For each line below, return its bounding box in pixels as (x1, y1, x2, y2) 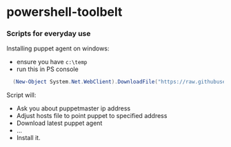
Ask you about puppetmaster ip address (16, 104, 131, 112)
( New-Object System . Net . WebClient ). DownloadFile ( (12, 79, 158, 86)
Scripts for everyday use (6, 29, 91, 39)
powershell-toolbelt (6, 4, 123, 20)
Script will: (6, 91, 37, 99)
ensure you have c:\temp (16, 58, 88, 66)
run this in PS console (16, 65, 79, 73)
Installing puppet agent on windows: (6, 44, 110, 52)
